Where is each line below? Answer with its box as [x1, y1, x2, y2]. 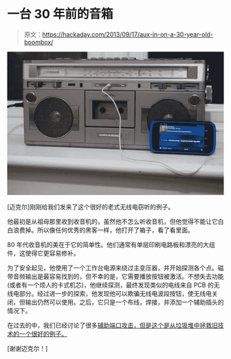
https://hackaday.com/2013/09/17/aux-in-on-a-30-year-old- [42, 30, 214, 38]
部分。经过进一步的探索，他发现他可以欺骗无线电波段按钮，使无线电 [19, 290, 212, 298]
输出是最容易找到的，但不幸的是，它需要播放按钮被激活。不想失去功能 [25, 273, 224, 281]
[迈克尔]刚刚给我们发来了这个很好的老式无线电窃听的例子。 [7, 203, 175, 211]
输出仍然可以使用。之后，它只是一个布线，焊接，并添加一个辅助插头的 [25, 298, 224, 306]
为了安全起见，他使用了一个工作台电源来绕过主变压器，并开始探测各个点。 [7, 264, 218, 272]
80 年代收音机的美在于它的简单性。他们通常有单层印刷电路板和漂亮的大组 [7, 241, 215, 249]
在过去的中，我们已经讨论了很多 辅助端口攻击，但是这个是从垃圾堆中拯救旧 [7, 321, 218, 329]
